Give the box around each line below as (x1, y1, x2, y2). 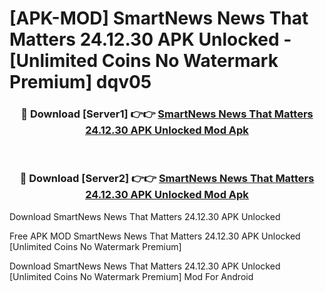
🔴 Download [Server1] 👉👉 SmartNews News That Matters (20, 107, 314, 121)
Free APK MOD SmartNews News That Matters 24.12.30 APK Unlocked (9, 230, 301, 242)
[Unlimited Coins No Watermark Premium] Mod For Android (9, 270, 254, 282)
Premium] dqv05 (9, 71, 152, 94)
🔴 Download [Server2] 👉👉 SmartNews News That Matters (19, 172, 315, 186)
